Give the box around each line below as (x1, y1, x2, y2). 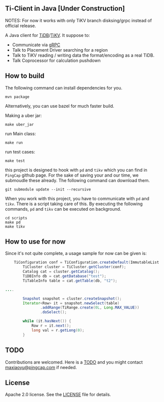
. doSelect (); (40, 310, 67, 315)
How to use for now (5, 238, 66, 246)
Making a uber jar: (5, 112, 42, 118)
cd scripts (5, 216, 27, 220)
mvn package (5, 94, 29, 99)
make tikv (5, 224, 26, 229)
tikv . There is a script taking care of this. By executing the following (5, 201, 143, 207)
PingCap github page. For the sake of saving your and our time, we (5, 172, 139, 178)
